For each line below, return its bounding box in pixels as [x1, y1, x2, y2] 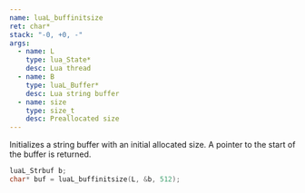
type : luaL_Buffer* [25, 81, 100, 90]
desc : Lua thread [25, 64, 92, 73]
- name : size [17, 97, 67, 107]
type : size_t [25, 106, 75, 115]
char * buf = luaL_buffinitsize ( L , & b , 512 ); [9, 175, 181, 184]
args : [9, 38, 30, 48]
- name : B [17, 72, 54, 82]
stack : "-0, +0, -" [9, 30, 84, 39]
